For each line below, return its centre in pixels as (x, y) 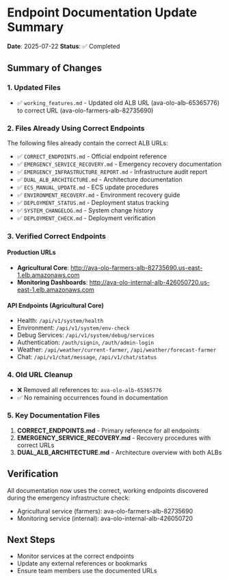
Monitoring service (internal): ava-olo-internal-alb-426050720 (105, 518)
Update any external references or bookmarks (82, 564)
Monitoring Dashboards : (52, 282)
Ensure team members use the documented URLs (87, 571)
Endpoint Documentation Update (102, 13)
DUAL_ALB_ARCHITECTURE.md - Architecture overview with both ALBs (119, 452)
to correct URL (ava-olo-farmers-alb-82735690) (85, 110)
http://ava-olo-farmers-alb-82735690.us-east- (137, 268)
